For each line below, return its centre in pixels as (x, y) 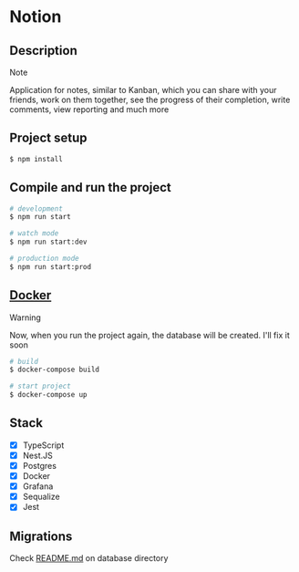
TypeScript (43, 445)
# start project (40, 386)
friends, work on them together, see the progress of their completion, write (150, 99)
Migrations (41, 536)
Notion (36, 17)
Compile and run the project (90, 187)
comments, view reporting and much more (89, 109)
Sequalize (41, 497)
